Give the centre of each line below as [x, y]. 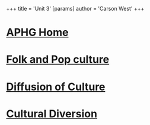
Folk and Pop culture [58, 60]
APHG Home [37, 33]
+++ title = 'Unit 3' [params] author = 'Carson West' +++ [75, 9]
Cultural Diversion [52, 113]
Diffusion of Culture [56, 87]
